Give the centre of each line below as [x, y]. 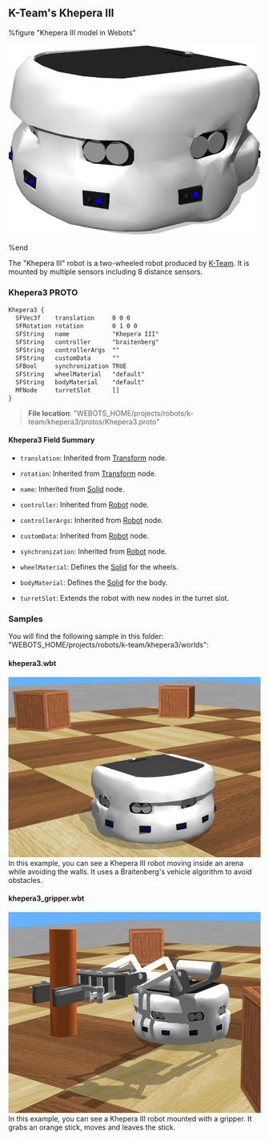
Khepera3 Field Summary [52, 440]
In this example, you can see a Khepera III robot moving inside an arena [126, 863]
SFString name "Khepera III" [87, 334]
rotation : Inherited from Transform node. [88, 474]
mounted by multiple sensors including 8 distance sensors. [106, 272]
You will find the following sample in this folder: [86, 636]
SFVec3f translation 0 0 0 [73, 318]
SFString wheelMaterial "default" [80, 374]
